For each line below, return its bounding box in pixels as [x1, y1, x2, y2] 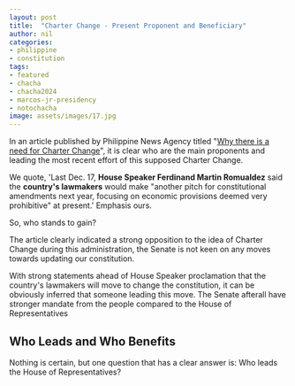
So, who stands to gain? [9, 218, 97, 228]
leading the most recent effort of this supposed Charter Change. [9, 155, 244, 166]
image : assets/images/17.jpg [9, 112, 117, 120]
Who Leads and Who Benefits [9, 334, 177, 349]
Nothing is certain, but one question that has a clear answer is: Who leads [9, 357, 278, 367]
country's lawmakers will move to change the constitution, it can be [9, 280, 255, 290]
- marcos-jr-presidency [9, 95, 97, 104]
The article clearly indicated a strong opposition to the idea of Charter [9, 235, 263, 245]
